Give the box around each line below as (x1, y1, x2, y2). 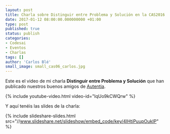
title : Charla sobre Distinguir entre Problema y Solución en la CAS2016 (5, 12, 165, 17)
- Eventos (5, 45, 26, 50)
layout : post (5, 7, 33, 13)
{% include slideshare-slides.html (5, 113, 76, 119)
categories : (5, 36, 31, 41)
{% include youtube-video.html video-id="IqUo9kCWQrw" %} (5, 93, 136, 99)
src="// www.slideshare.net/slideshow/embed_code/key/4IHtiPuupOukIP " (5, 118, 159, 124)
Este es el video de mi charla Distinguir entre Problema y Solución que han (5, 78, 164, 84)
